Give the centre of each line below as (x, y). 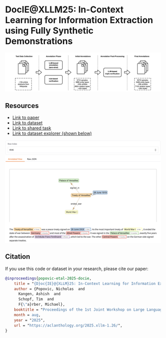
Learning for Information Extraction (79, 20)
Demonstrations (39, 41)
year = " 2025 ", (30, 320)
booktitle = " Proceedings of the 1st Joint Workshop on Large (79, 310)
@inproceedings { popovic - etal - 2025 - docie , (48, 278)
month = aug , (27, 315)
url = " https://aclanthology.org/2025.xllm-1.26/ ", (68, 325)
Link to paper (26, 117)
